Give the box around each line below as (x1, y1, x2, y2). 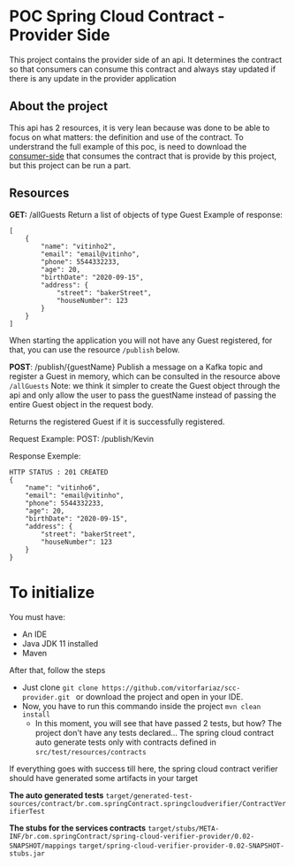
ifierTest (9, 807, 46, 816)
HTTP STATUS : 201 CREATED (9, 468, 109, 476)
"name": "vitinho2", (41, 242, 117, 251)
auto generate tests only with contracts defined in (34, 737, 216, 747)
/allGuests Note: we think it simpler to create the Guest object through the (9, 380, 281, 391)
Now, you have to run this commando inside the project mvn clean (21, 701, 261, 711)
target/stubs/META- (147, 824, 220, 833)
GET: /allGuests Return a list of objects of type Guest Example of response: (9, 209, 283, 220)
